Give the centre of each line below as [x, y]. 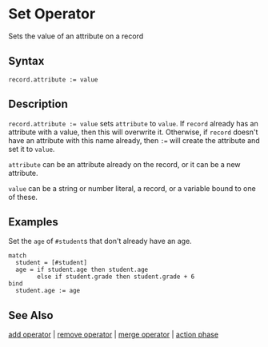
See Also [31, 315]
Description [38, 104]
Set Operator [52, 14]
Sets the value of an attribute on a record [76, 36]
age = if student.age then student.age [82, 270]
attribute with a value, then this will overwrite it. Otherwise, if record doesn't [133, 132]
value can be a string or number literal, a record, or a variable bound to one [132, 188]
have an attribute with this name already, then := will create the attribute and [134, 140]
